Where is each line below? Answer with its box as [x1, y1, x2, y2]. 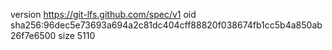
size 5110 [58, 30, 96, 41]
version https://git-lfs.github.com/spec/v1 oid [10, 9, 197, 20]
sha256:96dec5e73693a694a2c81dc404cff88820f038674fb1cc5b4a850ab [10, 19, 323, 31]
